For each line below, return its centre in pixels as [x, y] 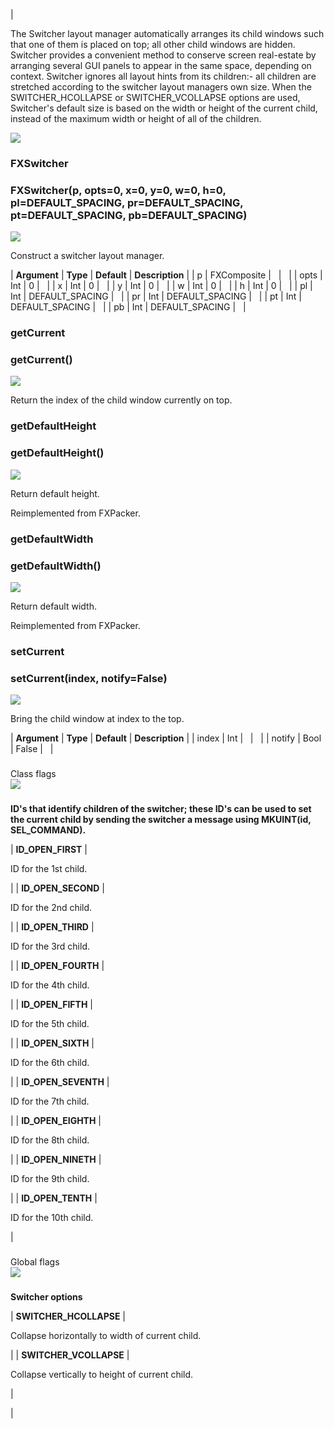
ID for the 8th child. [50, 1140]
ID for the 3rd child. [50, 946]
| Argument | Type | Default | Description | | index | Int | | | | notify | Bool [166, 738]
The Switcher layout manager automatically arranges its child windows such [167, 33]
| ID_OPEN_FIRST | [49, 849]
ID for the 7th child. [50, 1101]
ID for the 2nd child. [51, 907]
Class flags [33, 774]
